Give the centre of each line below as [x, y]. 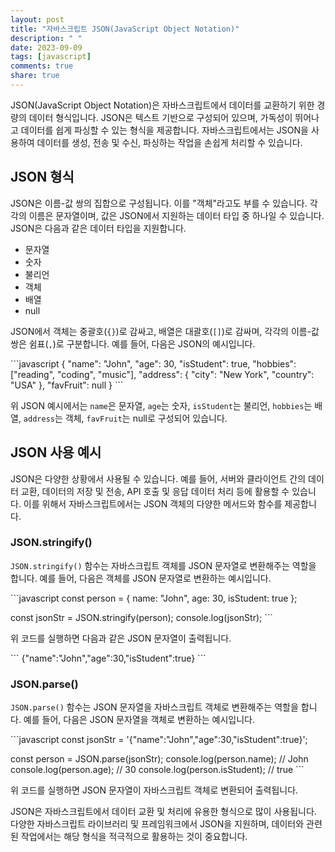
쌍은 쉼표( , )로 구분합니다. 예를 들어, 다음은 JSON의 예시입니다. [133, 343]
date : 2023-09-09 [46, 47]
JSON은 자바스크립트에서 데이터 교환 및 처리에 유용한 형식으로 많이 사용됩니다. [163, 812]
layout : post [37, 19]
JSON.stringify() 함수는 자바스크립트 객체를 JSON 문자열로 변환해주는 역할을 [163, 565]
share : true [35, 76]
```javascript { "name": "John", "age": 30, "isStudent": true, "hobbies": [153, 363]
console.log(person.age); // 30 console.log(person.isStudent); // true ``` [157, 770]
